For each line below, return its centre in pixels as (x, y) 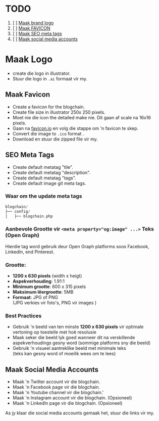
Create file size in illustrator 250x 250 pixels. (59, 112)
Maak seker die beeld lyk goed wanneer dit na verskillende (74, 338)
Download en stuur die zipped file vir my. (55, 139)
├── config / (18, 211)
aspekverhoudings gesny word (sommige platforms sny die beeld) (82, 343)
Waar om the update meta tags (44, 196)
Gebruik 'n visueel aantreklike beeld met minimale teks (69, 348)
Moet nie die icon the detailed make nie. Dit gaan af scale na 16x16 (82, 117)
